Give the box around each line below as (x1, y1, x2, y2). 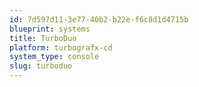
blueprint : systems (9, 24, 91, 34)
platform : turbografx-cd (9, 42, 113, 53)
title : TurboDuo (9, 33, 77, 43)
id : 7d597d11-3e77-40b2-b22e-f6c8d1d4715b (9, 14, 189, 25)
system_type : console (9, 52, 100, 62)
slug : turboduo (9, 61, 73, 71)
